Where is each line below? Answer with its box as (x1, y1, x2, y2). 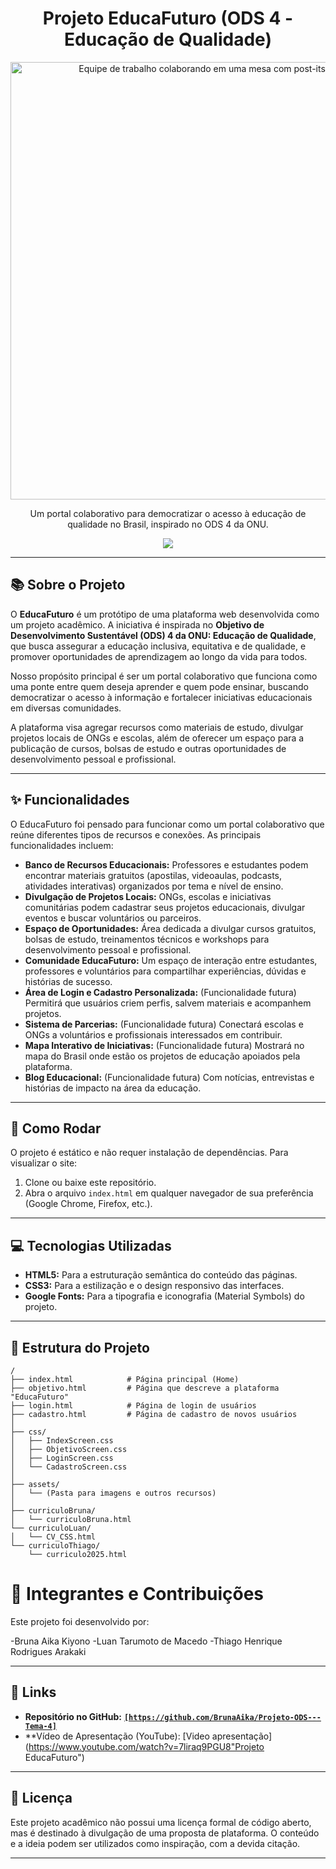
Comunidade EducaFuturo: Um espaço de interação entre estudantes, (24, 954, 318, 966)
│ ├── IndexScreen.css (10, 1436, 114, 1446)
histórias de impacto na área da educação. (24, 1082, 202, 1094)
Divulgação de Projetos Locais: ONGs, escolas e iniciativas (24, 890, 272, 902)
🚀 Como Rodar (10, 1120, 102, 1137)
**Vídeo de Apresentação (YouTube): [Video (24, 1730, 210, 1742)
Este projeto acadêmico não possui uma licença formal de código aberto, (10, 1816, 312, 1828)
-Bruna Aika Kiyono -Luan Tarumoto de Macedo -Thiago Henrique (10, 1635, 283, 1647)
